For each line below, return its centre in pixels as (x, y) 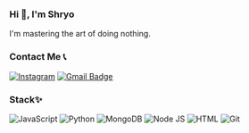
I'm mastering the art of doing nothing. (80, 34)
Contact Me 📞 (38, 57)
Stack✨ (26, 99)
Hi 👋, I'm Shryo (42, 14)
